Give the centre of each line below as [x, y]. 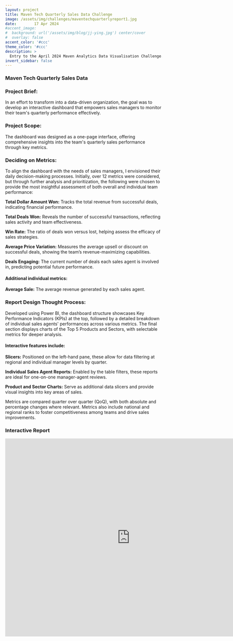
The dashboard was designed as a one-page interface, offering [70, 136]
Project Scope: [23, 126]
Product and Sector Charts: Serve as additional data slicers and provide [80, 386]
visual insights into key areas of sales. [44, 392]
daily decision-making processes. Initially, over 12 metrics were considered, [83, 176]
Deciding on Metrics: [31, 160]
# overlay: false [24, 38]
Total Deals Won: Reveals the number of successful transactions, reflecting [83, 217]
